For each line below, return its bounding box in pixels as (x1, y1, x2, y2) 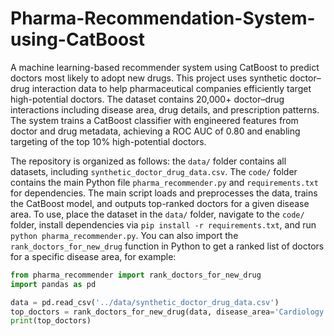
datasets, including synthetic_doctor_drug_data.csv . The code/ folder (10, 165, 298, 177)
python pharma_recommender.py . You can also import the (10, 229, 239, 241)
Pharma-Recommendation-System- (10, 7, 316, 30)
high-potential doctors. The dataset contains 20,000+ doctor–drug (10, 93, 285, 105)
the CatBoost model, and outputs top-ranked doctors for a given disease (10, 197, 310, 209)
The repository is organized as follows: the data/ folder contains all (10, 155, 287, 167)
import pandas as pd (10, 279, 97, 289)
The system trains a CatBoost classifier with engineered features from (10, 114, 299, 126)
